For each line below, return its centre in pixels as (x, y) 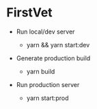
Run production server (48, 84)
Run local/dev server (45, 32)
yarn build (41, 71)
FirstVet (29, 13)
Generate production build (53, 58)
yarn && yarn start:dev (58, 45)
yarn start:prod (47, 98)
